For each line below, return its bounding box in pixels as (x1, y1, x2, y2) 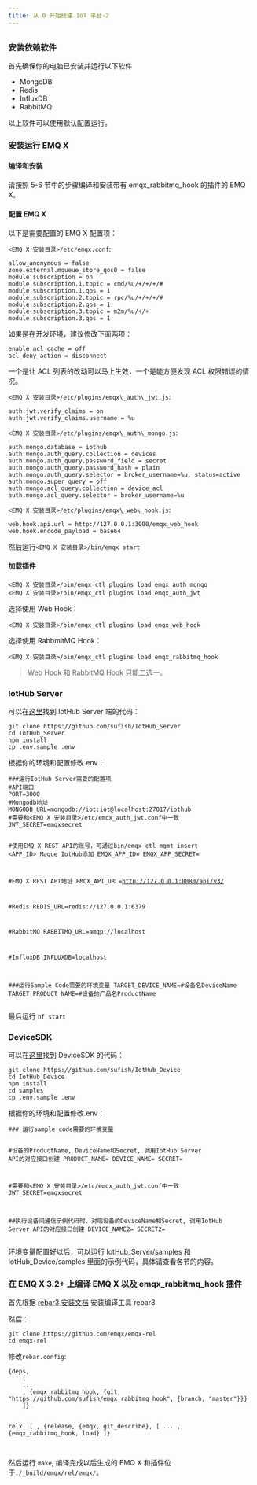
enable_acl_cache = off (8, 345, 86, 352)
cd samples (8, 1087, 44, 1095)
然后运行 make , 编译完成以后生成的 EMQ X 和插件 (8, 1458, 165, 1468)
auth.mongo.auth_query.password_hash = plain (8, 463, 160, 472)
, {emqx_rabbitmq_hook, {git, (22, 1388, 122, 1396)
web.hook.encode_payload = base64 (8, 527, 122, 535)
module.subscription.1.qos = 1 (8, 286, 111, 295)
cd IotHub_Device (8, 1073, 65, 1082)
